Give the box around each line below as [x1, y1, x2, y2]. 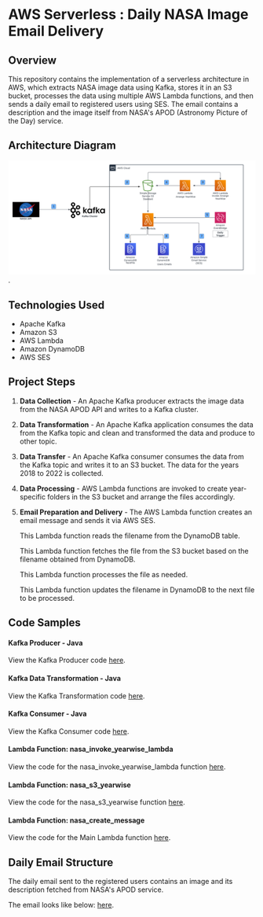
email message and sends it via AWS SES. [19, 515, 155, 525]
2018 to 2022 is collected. [19, 468, 104, 477]
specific [19, 492, 46, 501]
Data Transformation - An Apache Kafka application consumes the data [19, 419, 254, 429]
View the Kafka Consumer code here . [8, 726, 130, 736]
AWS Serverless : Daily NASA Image [8, 6, 249, 24]
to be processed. [19, 593, 75, 602]
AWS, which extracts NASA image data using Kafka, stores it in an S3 [8, 83, 232, 92]
